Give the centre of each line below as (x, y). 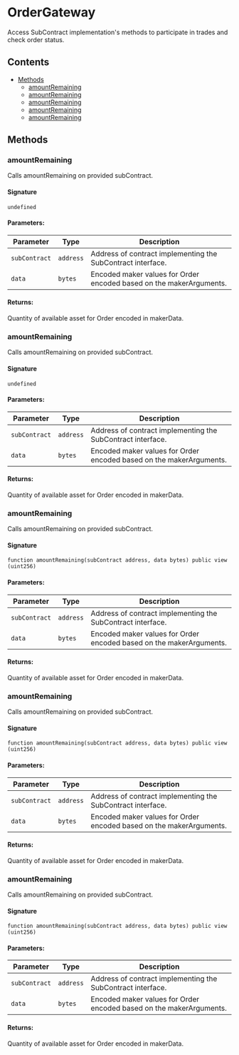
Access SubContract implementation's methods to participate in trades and (118, 32)
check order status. (36, 39)
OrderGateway (52, 12)
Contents (28, 62)
